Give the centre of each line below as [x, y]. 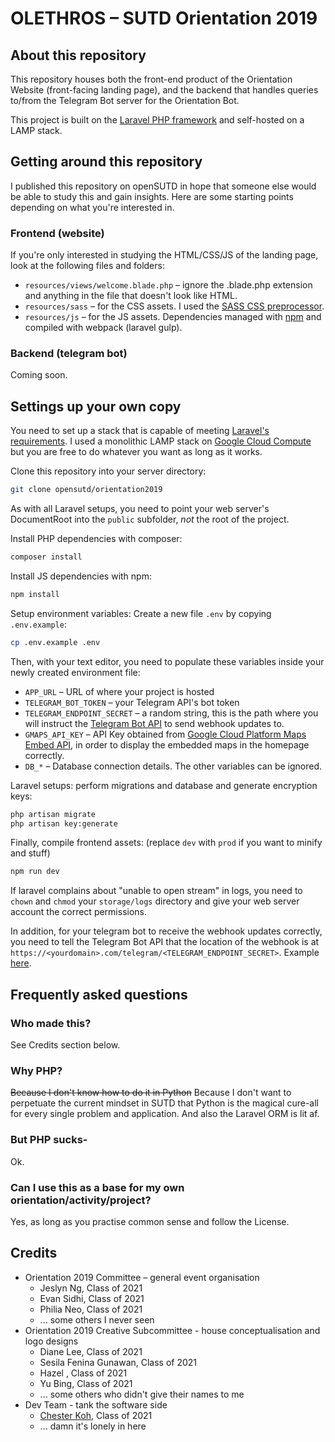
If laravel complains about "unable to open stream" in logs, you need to [156, 891]
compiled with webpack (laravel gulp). [103, 328]
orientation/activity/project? [81, 1200]
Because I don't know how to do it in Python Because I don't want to [151, 1093]
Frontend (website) [57, 233]
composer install [46, 557]
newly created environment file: [75, 672]
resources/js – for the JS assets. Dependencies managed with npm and [173, 317]
